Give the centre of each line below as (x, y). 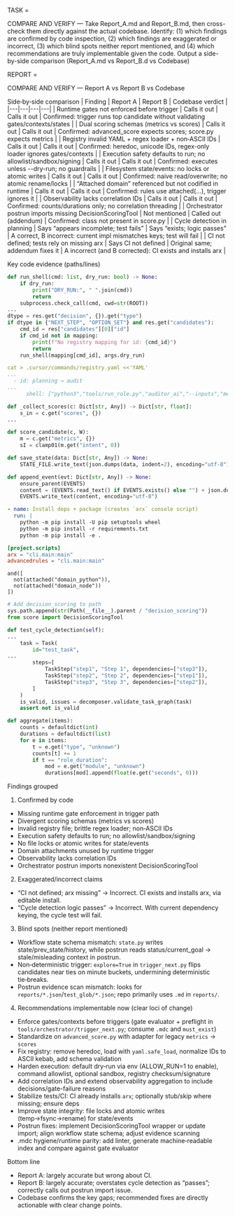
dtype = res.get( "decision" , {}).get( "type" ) (74, 316)
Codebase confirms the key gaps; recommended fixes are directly (113, 1198)
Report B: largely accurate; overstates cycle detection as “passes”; (113, 1183)
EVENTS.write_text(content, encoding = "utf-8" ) (89, 497)
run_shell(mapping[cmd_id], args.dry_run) (83, 355)
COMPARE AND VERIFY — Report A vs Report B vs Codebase (96, 88)
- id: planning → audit (48, 381)
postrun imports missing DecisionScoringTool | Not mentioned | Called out (114, 213)
